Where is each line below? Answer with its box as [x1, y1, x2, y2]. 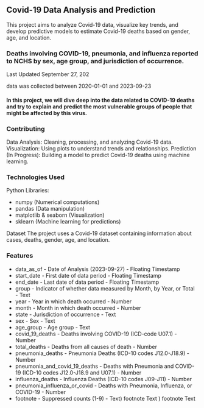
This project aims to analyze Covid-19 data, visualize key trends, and [6, 21, 178, 28]
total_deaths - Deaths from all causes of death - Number [15, 343, 157, 350]
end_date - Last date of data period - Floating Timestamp [15, 278, 160, 286]
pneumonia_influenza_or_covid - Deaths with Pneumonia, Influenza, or [15, 382, 192, 389]
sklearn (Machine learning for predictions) [15, 218, 121, 225]
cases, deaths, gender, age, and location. [6, 236, 110, 244]
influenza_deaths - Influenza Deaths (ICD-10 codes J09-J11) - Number [15, 375, 192, 382]
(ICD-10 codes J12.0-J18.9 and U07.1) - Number [22, 368, 142, 376]
